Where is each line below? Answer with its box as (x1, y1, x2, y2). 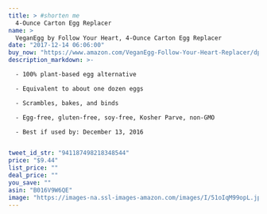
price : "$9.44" (8, 157, 59, 165)
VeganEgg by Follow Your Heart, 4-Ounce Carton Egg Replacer (15, 33, 222, 42)
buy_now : (8, 49, 37, 56)
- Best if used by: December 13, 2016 (15, 128, 145, 136)
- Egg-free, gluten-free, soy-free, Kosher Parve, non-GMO (15, 113, 215, 122)
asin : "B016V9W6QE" (8, 186, 73, 194)
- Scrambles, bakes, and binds (15, 99, 119, 107)
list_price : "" (8, 164, 59, 172)
